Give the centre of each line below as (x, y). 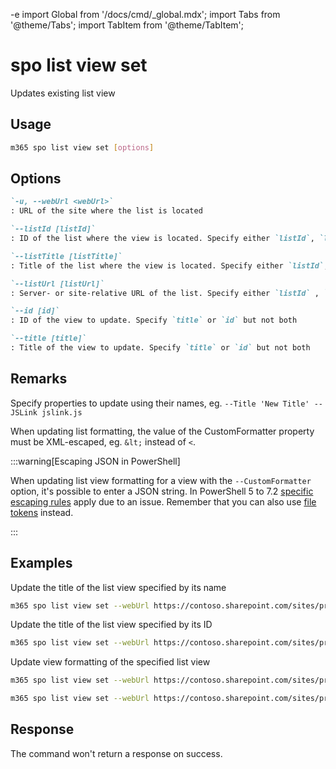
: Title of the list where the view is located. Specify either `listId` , (169, 265)
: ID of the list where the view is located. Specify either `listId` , (162, 239)
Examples (41, 563)
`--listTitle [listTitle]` (66, 256)
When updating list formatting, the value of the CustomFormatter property (162, 431)
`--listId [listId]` (53, 229)
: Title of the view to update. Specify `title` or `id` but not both (160, 348)
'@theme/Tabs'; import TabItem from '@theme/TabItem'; (127, 25)
